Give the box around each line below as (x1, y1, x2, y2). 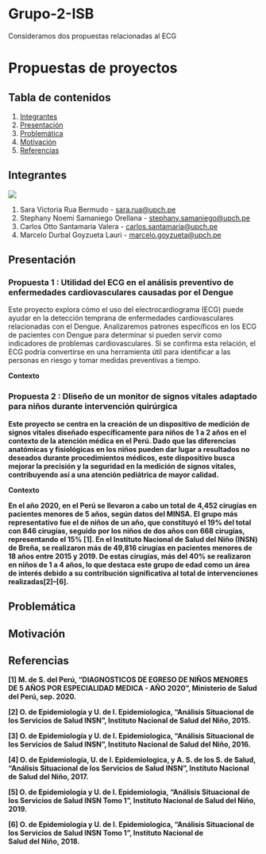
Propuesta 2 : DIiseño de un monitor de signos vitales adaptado (8, 391, 257, 402)
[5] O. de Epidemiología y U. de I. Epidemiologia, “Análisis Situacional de (8, 787, 250, 797)
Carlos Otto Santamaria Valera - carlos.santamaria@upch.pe (19, 221, 218, 231)
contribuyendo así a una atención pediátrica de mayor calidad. (8, 470, 219, 479)
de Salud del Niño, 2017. (8, 772, 89, 782)
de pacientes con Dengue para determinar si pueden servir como (8, 330, 222, 340)
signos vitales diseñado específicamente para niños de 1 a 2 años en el (8, 427, 247, 437)
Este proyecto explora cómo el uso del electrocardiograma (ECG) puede (8, 305, 244, 314)
